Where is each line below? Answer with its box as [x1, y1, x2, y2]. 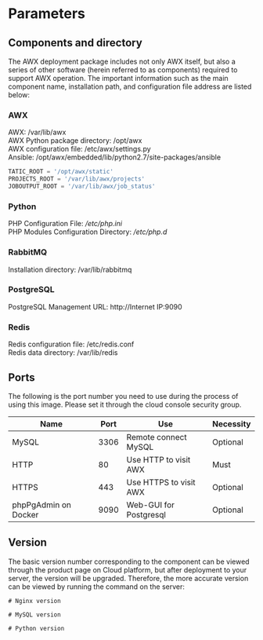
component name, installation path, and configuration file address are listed [8, 82, 252, 91]
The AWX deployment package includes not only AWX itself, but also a [8, 57, 236, 66]
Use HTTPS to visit [126, 477, 196, 488]
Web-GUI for [126, 499, 175, 510]
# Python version [8, 624, 65, 632]
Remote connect [126, 431, 187, 442]
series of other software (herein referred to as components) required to [8, 65, 238, 75]
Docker [12, 509, 39, 520]
